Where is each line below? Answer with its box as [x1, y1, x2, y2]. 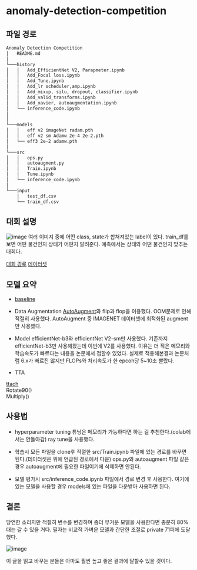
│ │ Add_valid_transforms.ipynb [6, 94, 96, 100]
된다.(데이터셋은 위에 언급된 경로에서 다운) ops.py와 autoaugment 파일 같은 [14, 456, 189, 463]
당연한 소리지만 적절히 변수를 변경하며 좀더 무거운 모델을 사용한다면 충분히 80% [6, 518, 189, 526]
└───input [6, 188, 31, 194]
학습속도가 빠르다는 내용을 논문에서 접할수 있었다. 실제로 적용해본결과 [14, 350, 173, 356]
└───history [6, 61, 35, 67]
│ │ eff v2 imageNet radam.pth [6, 127, 94, 133]
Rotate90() [6, 386, 32, 394]
